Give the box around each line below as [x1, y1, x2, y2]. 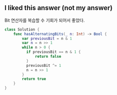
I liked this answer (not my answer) [4, 4, 113, 12]
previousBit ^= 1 [26, 63, 62, 68]
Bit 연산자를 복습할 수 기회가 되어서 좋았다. [4, 17, 85, 23]
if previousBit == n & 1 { [26, 49, 81, 55]
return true [22, 77, 47, 81]
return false [35, 54, 62, 59]
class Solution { [4, 27, 40, 32]
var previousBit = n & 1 [22, 36, 72, 41]
